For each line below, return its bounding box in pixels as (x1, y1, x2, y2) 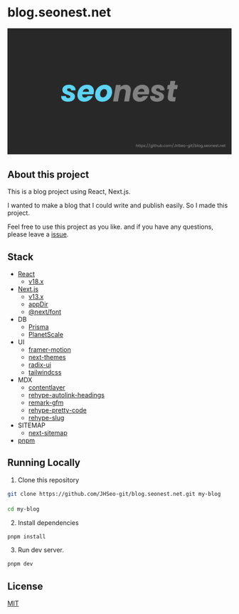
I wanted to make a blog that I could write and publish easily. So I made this (7, 201, 228, 210)
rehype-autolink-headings (28, 391, 105, 400)
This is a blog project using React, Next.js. (7, 187, 131, 196)
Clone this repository (17, 475, 80, 484)
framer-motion (28, 345, 71, 354)
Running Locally (7, 457, 80, 469)
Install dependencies (17, 518, 80, 527)
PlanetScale (28, 331, 64, 339)
